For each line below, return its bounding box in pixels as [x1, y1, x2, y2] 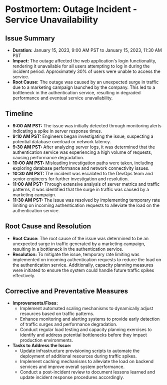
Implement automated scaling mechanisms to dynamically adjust [19, 306, 153, 312]
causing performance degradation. [12, 154, 84, 160]
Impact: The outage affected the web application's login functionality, [12, 58, 156, 63]
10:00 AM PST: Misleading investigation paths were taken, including [12, 160, 153, 166]
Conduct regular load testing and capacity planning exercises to [19, 327, 152, 333]
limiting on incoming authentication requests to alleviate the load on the [12, 202, 160, 208]
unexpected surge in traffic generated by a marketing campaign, [12, 241, 145, 247]
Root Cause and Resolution [5, 222, 91, 231]
